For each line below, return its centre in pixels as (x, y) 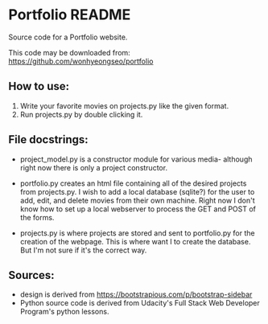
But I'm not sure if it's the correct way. (83, 250)
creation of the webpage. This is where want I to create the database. (135, 241)
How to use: (39, 86)
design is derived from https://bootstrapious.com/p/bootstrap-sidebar (136, 294)
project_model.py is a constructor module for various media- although (136, 159)
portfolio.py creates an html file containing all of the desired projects (133, 183)
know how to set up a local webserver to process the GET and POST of (138, 209)
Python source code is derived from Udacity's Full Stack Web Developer (140, 303)
